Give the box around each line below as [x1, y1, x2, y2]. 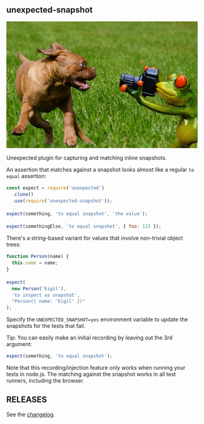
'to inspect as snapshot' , [12, 292, 80, 298]
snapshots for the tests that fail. [6, 322, 86, 330]
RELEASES [6, 395, 47, 405]
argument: [6, 341, 32, 348]
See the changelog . [6, 411, 55, 418]
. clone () [12, 192, 34, 198]
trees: [6, 241, 21, 248]
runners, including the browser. [6, 377, 85, 384]
